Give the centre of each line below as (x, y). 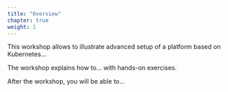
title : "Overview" (34, 14)
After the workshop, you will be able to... (66, 81)
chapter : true (28, 20)
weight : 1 (22, 27)
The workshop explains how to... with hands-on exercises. (92, 68)
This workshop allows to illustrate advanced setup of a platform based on (114, 47)
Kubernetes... (27, 54)
